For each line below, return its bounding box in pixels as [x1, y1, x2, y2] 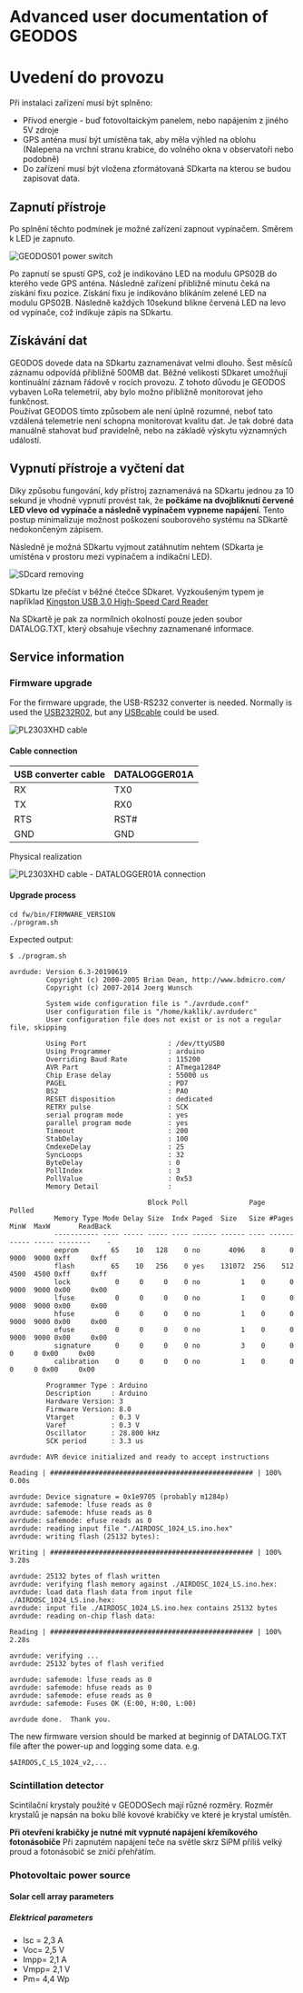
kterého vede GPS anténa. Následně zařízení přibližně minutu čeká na [9, 277, 270, 288]
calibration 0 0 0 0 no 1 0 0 [54, 1357, 295, 1366]
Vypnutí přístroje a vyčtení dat [9, 461, 185, 476]
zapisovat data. [22, 173, 81, 184]
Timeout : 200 [45, 1126, 189, 1135]
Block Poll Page [147, 1198, 266, 1207]
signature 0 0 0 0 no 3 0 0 [54, 1340, 295, 1350]
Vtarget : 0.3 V [45, 1412, 141, 1421]
